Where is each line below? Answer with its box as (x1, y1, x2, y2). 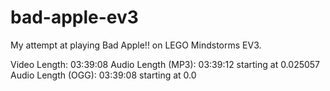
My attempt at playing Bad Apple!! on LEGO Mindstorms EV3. (10, 39, 262, 51)
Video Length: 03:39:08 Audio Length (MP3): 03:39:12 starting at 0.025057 (10, 58, 321, 70)
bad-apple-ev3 (10, 6, 139, 29)
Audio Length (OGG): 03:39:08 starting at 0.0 (10, 69, 197, 81)
